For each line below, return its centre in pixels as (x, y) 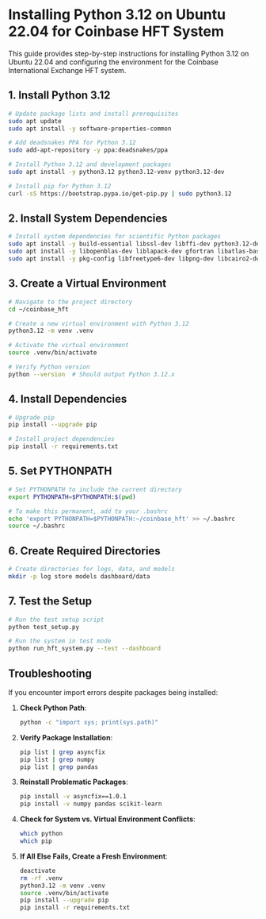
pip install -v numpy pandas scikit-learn (91, 804)
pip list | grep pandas (59, 767)
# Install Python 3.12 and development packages (90, 164)
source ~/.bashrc (37, 526)
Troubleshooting (50, 673)
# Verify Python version (49, 367)
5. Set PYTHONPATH (60, 471)
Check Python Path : (53, 708)
